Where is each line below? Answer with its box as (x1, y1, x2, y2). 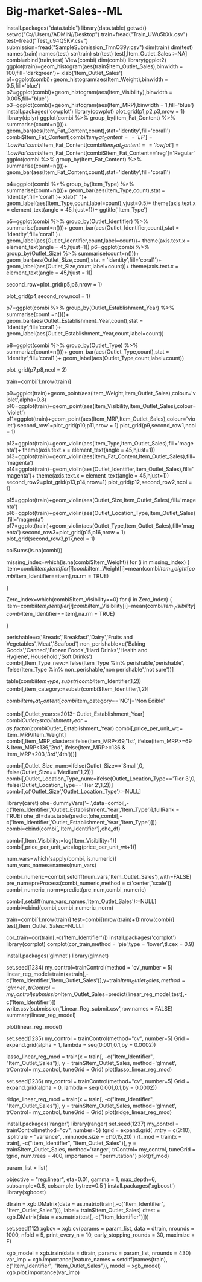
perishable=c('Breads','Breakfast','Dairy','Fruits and (6, 633, 133, 641)
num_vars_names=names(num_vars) (6, 861, 97, 869)
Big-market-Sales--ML (6, 4, 123, 18)
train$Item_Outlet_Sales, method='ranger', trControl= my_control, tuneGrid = (6, 1146, 196, 1153)
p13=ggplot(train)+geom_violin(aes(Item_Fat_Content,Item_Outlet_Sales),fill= (6, 452, 196, 460)
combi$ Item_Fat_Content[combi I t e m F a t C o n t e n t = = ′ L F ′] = (6, 133, 153, 142)
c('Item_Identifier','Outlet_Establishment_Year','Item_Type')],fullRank (6, 806, 175, 813)
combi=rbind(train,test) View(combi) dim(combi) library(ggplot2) (6, 56, 167, 63)
